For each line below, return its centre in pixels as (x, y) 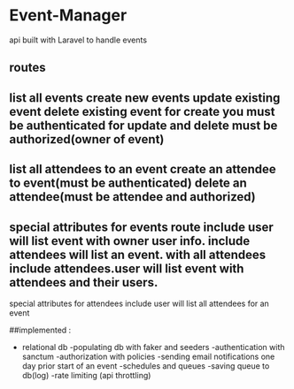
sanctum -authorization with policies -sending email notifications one (148, 356)
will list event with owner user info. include (130, 241)
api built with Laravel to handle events (78, 40)
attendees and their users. (84, 282)
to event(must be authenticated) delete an (128, 183)
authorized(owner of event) (87, 139)
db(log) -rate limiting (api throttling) (86, 375)
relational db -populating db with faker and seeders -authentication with (153, 347)
